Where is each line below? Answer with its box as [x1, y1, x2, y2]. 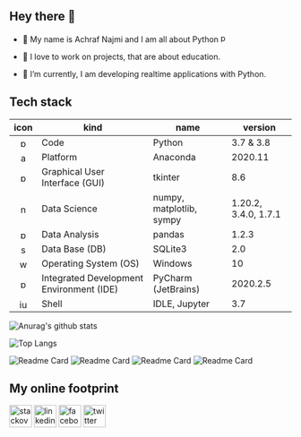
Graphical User [41, 165, 105, 177]
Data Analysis [41, 227, 99, 240]
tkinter [152, 171, 181, 184]
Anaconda [152, 150, 196, 163]
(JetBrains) [152, 283, 200, 296]
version [243, 121, 276, 133]
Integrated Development [41, 271, 143, 284]
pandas [152, 227, 185, 240]
